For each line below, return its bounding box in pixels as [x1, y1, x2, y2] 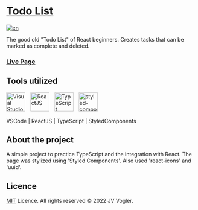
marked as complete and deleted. [6, 42, 90, 49]
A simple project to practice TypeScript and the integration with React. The [6, 151, 192, 158]
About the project [6, 135, 74, 145]
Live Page [6, 57, 36, 66]
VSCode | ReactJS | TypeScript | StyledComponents [6, 117, 137, 124]
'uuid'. [6, 164, 22, 171]
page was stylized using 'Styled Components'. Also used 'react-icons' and [6, 157, 191, 164]
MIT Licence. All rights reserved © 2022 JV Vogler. [6, 197, 134, 205]
